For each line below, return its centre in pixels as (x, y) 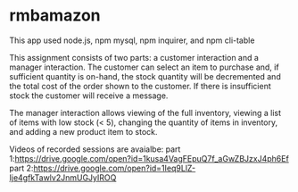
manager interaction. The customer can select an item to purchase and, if (144, 67)
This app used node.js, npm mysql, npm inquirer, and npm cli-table (132, 40)
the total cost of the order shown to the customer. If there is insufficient (140, 86)
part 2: (21, 168)
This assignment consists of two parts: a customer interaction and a (134, 57)
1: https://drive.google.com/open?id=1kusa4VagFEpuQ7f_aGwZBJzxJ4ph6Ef (149, 158)
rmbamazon (55, 16)
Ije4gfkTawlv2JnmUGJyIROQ (63, 177)
